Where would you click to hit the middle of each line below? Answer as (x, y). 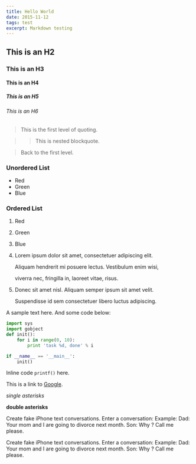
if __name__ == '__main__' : (41, 356)
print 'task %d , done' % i (61, 345)
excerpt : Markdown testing (39, 28)
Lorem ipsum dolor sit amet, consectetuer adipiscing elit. (84, 256)
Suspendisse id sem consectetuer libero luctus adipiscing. (86, 301)
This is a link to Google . (35, 384)
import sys (19, 324)
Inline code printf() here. (38, 373)
